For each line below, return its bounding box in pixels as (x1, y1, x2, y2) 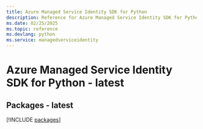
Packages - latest (6, 100, 74, 110)
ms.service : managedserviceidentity (6, 37, 98, 43)
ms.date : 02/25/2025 (6, 20, 59, 26)
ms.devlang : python (6, 31, 56, 38)
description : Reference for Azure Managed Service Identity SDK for (6, 15, 182, 21)
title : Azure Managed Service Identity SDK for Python (6, 8, 147, 15)
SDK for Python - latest (6, 76, 124, 90)
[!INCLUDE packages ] (6, 116, 61, 123)
